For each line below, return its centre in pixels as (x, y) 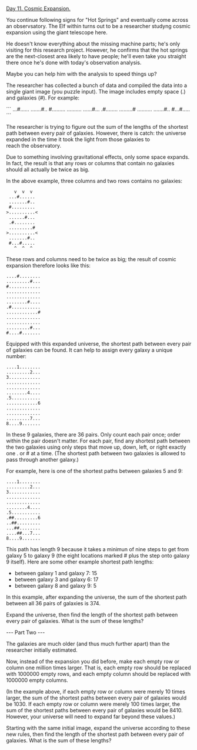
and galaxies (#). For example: (43, 98)
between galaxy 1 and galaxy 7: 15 (56, 573)
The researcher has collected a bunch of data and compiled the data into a (96, 85)
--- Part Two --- (26, 632)
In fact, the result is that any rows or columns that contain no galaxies (90, 163)
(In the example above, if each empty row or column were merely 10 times (96, 691)
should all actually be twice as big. (48, 169)
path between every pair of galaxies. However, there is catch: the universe (96, 133)
